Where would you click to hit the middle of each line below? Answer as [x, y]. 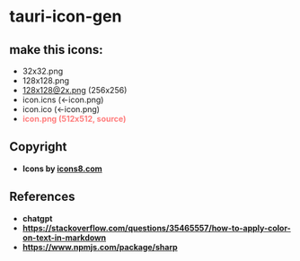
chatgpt [37, 218]
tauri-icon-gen [66, 17]
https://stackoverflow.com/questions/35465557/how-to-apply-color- [157, 228]
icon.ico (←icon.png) [61, 109]
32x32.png [43, 71]
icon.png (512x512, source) [74, 119]
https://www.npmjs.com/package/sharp [100, 247]
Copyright [38, 147]
